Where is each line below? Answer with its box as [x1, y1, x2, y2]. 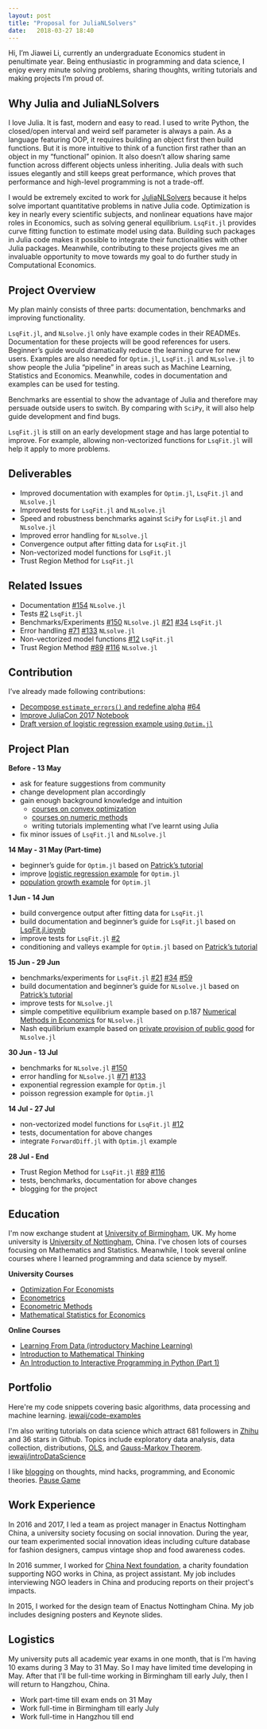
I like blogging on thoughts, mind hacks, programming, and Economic [8, 1467, 236, 1476]
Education [8, 1207, 60, 1221]
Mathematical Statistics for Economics [19, 1310, 145, 1319]
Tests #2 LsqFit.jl [19, 609, 83, 618]
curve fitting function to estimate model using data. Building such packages [8, 226, 256, 236]
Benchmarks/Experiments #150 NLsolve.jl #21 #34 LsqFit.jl [19, 617, 222, 626]
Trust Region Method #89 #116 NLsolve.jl [19, 642, 158, 652]
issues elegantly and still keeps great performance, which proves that [8, 169, 236, 178]
